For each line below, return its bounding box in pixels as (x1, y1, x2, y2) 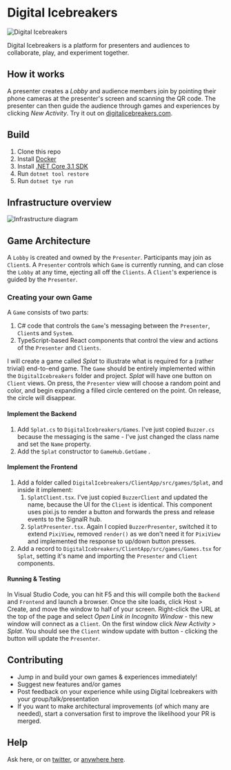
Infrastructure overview (7, 196, 112, 208)
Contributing (7, 655, 63, 666)
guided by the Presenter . (7, 275, 78, 284)
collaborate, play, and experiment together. (7, 48, 130, 57)
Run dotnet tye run (17, 176, 74, 185)
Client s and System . (17, 329, 74, 337)
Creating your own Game (7, 292, 93, 302)
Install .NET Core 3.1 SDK (17, 162, 88, 170)
